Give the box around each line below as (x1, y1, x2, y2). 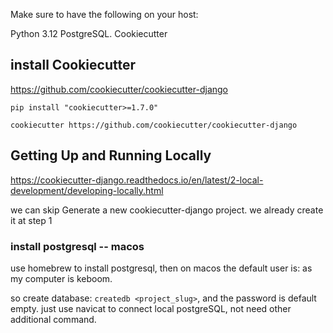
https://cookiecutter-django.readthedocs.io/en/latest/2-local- (10, 174, 264, 186)
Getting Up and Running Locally (10, 147, 212, 164)
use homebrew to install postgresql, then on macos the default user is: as (10, 262, 313, 274)
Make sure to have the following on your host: (10, 9, 199, 20)
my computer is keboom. (10, 272, 113, 284)
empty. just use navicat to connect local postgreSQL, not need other (10, 302, 292, 314)
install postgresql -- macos (10, 239, 145, 253)
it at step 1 (10, 214, 53, 226)
